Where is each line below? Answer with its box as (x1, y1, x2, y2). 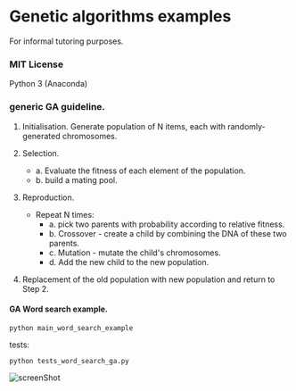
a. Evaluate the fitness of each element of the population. (35, 165, 246, 176)
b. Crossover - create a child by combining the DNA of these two (48, 228, 287, 238)
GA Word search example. (9, 304, 109, 314)
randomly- (226, 121, 266, 131)
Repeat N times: (35, 209, 95, 220)
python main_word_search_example (9, 323, 134, 332)
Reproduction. (21, 192, 75, 203)
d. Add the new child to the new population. (48, 256, 210, 267)
